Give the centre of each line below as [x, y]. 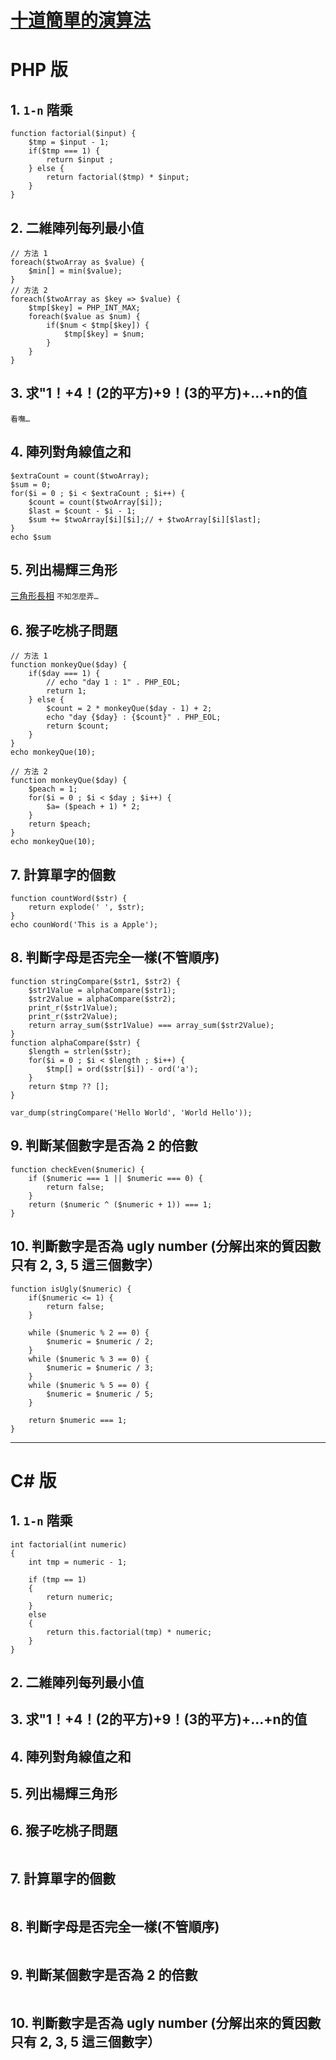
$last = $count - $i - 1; [82, 511]
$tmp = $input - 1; [69, 142]
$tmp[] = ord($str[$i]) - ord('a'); [122, 1069]
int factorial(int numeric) [69, 1544]
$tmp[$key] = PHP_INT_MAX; [84, 308]
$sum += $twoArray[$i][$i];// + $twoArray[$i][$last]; [145, 519]
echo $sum [31, 537]
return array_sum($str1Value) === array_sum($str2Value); [151, 1025]
